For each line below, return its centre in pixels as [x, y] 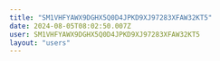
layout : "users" [40, 43]
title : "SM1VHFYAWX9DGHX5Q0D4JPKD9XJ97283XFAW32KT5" [111, 17]
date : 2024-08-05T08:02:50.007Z [70, 26]
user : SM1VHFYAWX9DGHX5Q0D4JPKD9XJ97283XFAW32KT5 [105, 34]
